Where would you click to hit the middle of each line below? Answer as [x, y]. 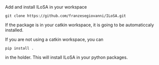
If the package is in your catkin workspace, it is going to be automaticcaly [79, 25]
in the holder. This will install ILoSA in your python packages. [66, 57]
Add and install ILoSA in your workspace [46, 7]
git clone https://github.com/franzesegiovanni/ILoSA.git [66, 16]
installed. [14, 30]
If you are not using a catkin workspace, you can [54, 39]
